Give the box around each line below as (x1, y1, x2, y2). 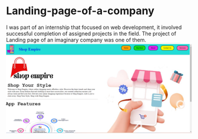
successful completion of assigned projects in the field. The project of (6, 30, 177, 37)
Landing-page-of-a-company (6, 4, 155, 18)
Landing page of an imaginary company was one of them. (6, 36, 146, 43)
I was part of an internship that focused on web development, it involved (6, 24, 182, 31)
